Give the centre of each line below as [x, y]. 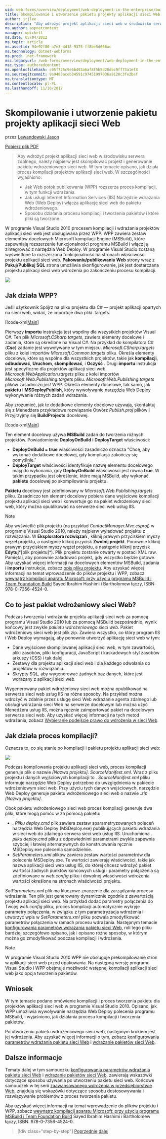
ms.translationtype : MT [30, 79]
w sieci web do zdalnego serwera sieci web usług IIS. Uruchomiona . [82, 833]
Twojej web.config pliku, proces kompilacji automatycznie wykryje [72, 906]
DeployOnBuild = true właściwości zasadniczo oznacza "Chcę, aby [81, 449]
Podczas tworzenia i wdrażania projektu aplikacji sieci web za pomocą [77, 617]
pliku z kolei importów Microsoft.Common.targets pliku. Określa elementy [80, 353]
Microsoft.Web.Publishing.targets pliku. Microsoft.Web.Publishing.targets [80, 379]
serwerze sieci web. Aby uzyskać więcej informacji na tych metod [72, 715]
